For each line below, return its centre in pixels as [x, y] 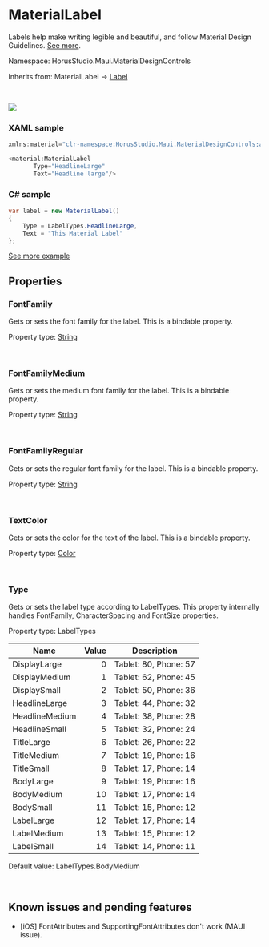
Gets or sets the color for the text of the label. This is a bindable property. [129, 538]
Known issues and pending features [100, 907]
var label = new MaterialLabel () [64, 211]
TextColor [28, 520]
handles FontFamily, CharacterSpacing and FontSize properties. [113, 615]
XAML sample [36, 127]
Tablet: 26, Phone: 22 [155, 743]
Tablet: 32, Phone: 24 [155, 729]
